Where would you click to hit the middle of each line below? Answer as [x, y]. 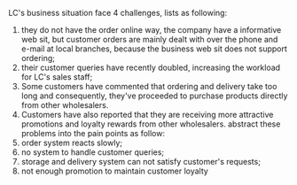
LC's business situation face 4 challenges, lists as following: [118, 13]
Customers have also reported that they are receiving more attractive [147, 115]
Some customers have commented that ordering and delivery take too [149, 86]
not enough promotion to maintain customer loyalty [115, 171]
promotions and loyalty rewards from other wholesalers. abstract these [151, 124]
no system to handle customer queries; [93, 152]
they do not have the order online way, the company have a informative [151, 30]
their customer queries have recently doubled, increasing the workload [151, 67]
